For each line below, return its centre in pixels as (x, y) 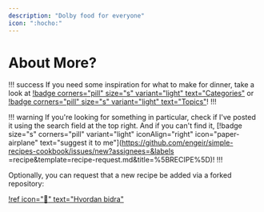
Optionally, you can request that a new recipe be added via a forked (120, 175)
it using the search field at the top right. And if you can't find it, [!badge (125, 126)
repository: (26, 184)
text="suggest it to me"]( (81, 143)
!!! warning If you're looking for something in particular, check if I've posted (132, 118)
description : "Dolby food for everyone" (77, 16)
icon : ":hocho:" (35, 23)
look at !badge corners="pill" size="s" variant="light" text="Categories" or (131, 94)
